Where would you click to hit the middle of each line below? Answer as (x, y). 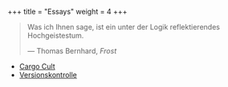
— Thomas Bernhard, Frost (72, 51)
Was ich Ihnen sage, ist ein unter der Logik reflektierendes (123, 27)
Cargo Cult (37, 66)
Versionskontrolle (48, 75)
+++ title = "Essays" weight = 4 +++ (67, 12)
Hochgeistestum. (55, 36)
